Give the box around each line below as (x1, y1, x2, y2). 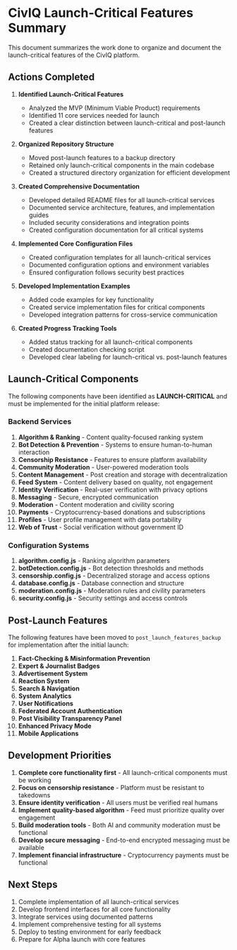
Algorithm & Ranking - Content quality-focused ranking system (18, 432, 204, 441)
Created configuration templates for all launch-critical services (28, 252, 211, 262)
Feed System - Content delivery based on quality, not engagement (18, 477, 214, 486)
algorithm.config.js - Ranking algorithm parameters (18, 556, 170, 565)
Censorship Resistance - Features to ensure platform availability (18, 455, 207, 463)
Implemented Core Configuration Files (18, 239, 133, 248)
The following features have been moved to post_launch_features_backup (8, 633, 221, 641)
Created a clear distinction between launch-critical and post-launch (28, 118, 226, 127)
